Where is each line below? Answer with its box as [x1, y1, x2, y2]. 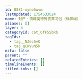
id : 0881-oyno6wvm [5, 7, 43, 12]
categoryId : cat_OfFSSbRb [5, 30, 58, 35]
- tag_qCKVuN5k [9, 44, 41, 49]
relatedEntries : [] [5, 57, 45, 62]
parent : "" [5, 53, 28, 58]
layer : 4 [5, 26, 23, 30]
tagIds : [5, 35, 21, 40]
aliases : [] [5, 21, 29, 26]
